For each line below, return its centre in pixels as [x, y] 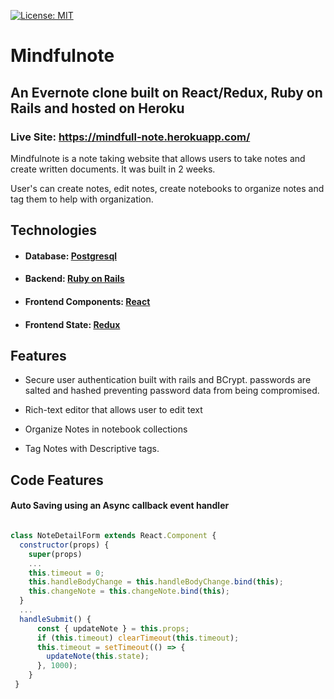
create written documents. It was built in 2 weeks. [113, 169]
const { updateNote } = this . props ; [113, 628]
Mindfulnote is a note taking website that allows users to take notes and [158, 158]
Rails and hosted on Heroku [97, 108]
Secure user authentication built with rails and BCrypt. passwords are [168, 380]
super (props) [55, 554]
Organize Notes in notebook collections [106, 429]
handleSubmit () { [55, 619]
